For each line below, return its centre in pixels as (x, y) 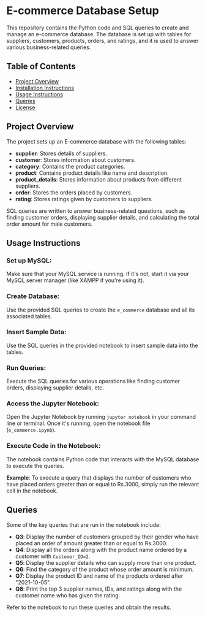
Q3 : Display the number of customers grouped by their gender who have (107, 537)
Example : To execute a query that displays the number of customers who (99, 477)
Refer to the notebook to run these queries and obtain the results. (89, 607)
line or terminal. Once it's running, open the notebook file (78, 423)
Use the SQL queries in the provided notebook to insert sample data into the (102, 345)
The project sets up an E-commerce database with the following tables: (96, 141)
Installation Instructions (45, 88)
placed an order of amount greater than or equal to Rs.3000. (91, 543)
